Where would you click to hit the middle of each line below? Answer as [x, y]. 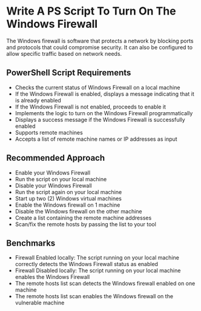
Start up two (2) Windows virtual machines [68, 198]
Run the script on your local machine [61, 179]
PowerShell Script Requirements [69, 73]
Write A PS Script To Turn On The [91, 11]
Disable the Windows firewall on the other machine [78, 211]
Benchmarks [31, 243]
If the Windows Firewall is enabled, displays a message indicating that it [105, 94]
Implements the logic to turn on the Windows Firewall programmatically [104, 113]
